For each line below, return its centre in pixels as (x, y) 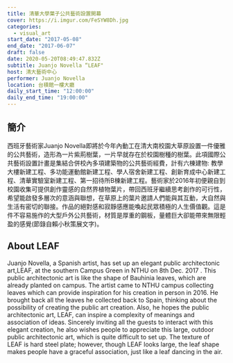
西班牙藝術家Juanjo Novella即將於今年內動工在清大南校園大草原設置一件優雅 (116, 145)
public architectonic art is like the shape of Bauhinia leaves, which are (107, 277)
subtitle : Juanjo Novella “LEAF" (55, 65)
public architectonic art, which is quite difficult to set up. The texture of (109, 337)
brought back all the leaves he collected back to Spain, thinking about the (112, 300)
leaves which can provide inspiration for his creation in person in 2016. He (113, 292)
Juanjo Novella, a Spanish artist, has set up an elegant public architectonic (114, 263)
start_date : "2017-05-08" (44, 40)
